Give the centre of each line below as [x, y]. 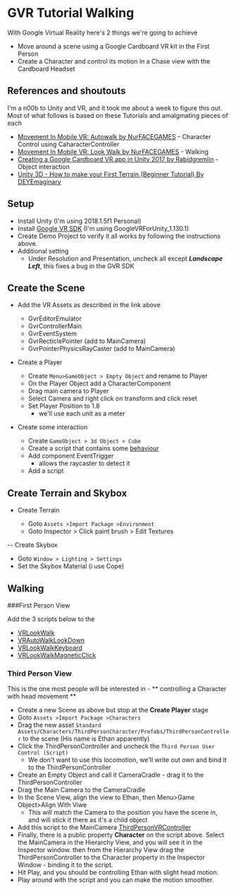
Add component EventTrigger [71, 456]
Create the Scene [46, 288]
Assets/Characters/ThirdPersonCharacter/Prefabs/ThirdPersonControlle [123, 732]
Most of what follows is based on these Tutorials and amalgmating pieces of [118, 115]
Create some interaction [52, 427]
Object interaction [44, 167]
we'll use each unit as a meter [82, 414]
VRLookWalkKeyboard [50, 648]
